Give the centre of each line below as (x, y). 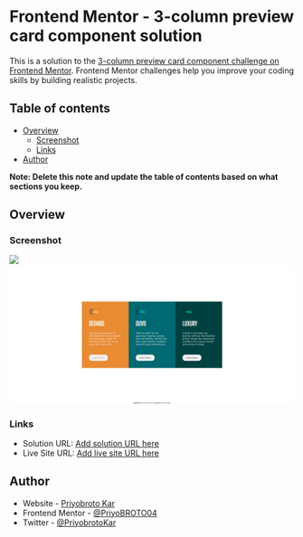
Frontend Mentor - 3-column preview (152, 17)
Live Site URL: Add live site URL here (91, 453)
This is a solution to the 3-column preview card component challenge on (145, 61)
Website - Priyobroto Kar (69, 503)
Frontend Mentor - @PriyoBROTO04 (90, 513)
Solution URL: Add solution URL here (91, 443)
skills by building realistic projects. (73, 80)
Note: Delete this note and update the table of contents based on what (144, 176)
